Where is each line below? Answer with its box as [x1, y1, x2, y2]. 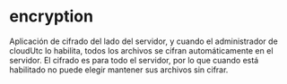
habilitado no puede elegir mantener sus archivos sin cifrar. [9, 64, 229, 75]
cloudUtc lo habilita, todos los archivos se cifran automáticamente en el [9, 45, 274, 55]
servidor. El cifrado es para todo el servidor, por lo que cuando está [9, 55, 259, 65]
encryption [9, 6, 94, 27]
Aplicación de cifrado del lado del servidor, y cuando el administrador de [9, 36, 278, 46]
